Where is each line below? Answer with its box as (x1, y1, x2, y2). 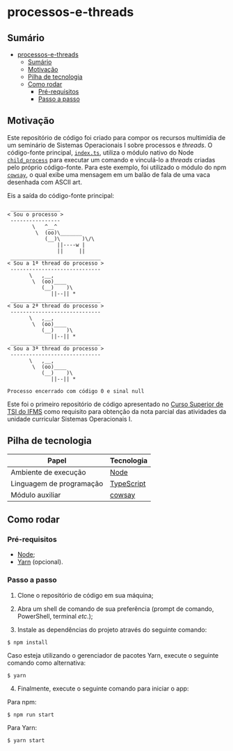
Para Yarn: (7, 723, 38, 731)
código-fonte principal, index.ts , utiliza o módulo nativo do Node (7, 148, 194, 157)
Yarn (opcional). (17, 558, 64, 566)
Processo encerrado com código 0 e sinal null (7, 387, 145, 394)
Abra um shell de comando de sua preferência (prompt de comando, (17, 604, 214, 613)
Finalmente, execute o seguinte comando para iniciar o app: (17, 684, 189, 692)
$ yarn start (7, 736, 45, 744)
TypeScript (110, 479, 146, 488)
